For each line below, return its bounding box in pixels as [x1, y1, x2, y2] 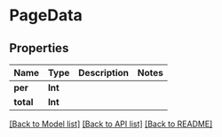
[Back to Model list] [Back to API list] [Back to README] [9, 118, 213, 129]
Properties [9, 41, 69, 56]
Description [78, 67, 129, 79]
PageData [9, 5, 83, 26]
